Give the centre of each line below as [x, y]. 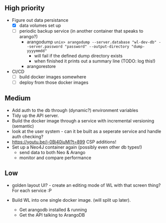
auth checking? [28, 136]
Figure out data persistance [40, 20]
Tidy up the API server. [35, 115]
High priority [25, 8]
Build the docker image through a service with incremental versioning [83, 120]
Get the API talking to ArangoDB [52, 215]
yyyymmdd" [37, 51]
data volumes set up [40, 25]
